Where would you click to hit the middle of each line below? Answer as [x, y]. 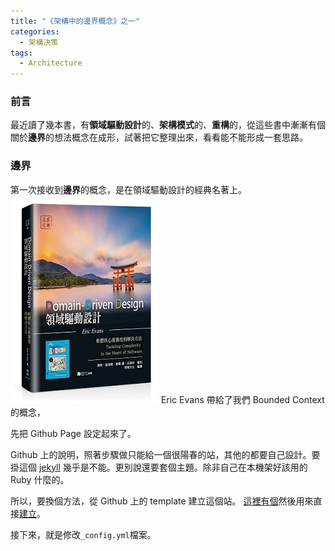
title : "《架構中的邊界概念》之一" [75, 21]
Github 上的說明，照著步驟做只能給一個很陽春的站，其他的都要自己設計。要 [165, 454]
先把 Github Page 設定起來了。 [73, 433]
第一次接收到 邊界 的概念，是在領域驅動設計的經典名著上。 [128, 189]
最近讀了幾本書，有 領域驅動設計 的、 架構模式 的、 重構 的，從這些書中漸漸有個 [168, 125]
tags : [21, 53]
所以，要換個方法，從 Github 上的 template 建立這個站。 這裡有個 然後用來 [162, 501]
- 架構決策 [39, 42]
